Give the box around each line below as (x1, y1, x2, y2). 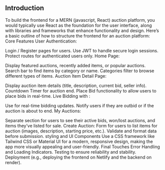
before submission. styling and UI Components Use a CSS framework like (5, 133, 155, 139)
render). (5, 159, 22, 165)
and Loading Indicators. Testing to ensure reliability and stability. (5, 149, 137, 155)
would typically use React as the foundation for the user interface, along (5, 22, 152, 28)
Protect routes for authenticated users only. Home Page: (5, 53, 120, 59)
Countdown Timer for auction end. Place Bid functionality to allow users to (5, 87, 157, 93)
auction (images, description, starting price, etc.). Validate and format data (5, 128, 157, 134)
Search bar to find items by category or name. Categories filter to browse (5, 68, 155, 74)
